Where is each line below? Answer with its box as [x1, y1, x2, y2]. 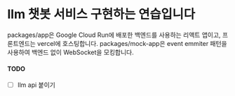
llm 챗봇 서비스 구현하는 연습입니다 [7, 6, 195, 22]
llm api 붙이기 [17, 81, 56, 89]
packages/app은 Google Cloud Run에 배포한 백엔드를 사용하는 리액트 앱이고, [7, 31, 221, 39]
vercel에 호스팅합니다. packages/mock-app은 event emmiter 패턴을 [37, 39, 227, 47]
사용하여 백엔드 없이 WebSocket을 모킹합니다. [7, 48, 135, 56]
